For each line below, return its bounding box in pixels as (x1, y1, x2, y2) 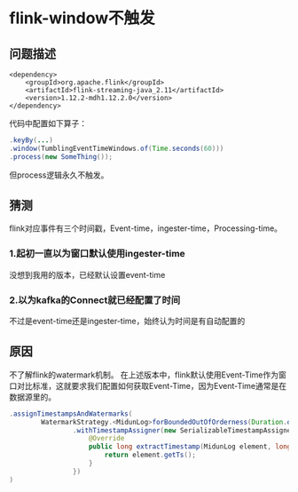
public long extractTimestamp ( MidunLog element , (88, 442, 272, 451)
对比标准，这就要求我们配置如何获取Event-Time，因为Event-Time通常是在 (16, 380, 287, 391)
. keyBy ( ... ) (9, 136, 53, 145)
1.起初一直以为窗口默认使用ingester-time (9, 248, 186, 260)
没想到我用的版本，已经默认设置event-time (9, 269, 166, 280)
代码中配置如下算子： (9, 118, 87, 129)
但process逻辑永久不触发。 (9, 170, 109, 180)
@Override (88, 434, 125, 443)
